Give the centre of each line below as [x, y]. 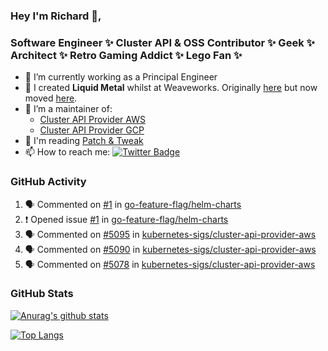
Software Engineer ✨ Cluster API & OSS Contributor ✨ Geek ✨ [162, 42]
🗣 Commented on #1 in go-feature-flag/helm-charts [133, 204]
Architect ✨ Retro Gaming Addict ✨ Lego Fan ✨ [126, 55]
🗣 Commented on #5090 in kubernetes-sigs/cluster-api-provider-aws [170, 249]
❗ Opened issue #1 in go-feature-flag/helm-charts [126, 219]
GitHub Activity [48, 182]
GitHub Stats [42, 294]
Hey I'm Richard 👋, [56, 16]
